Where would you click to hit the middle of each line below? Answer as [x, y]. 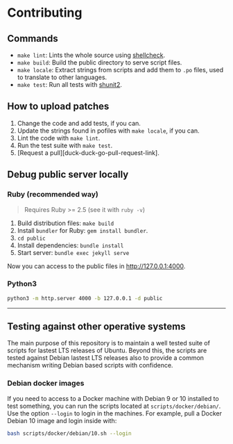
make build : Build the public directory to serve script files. [100, 63]
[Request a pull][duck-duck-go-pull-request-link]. [88, 153]
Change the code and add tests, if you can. [79, 123]
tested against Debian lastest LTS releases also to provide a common [106, 358]
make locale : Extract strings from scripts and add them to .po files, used [120, 70]
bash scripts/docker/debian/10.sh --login [69, 433]
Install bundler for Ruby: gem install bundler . [83, 230]
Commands [33, 39]
